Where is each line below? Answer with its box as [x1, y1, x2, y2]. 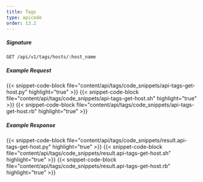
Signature [6, 39, 32, 46]
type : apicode [6, 15, 42, 21]
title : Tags [6, 8, 36, 15]
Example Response [6, 122, 56, 129]
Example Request [6, 67, 52, 74]
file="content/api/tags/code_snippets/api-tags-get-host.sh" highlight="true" [6, 95, 197, 102]
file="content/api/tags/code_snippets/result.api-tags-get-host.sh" [6, 149, 171, 157]
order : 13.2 [6, 20, 36, 26]
